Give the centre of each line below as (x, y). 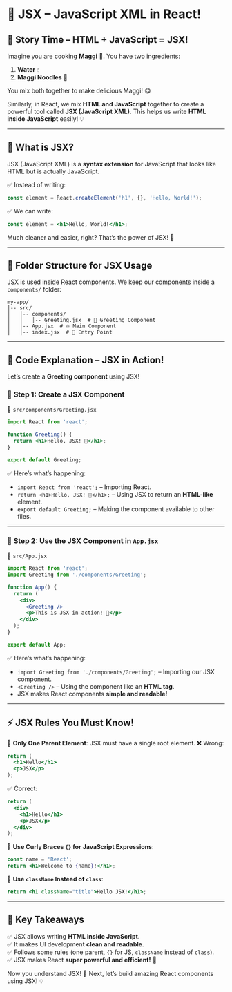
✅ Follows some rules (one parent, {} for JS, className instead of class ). (111, 952)
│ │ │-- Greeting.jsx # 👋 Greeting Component (81, 321)
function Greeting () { (40, 435)
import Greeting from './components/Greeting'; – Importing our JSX (116, 671)
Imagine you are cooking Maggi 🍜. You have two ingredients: (94, 56)
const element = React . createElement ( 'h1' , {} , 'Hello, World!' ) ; (105, 198)
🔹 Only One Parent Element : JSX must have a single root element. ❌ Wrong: (116, 743)
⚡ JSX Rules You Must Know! (71, 723)
